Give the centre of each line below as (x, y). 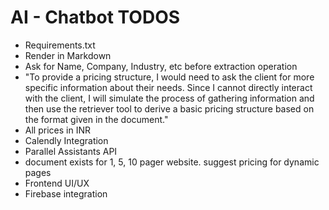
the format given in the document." (96, 119)
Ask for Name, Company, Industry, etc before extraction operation (161, 66)
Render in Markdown (68, 55)
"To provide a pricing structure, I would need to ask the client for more (169, 77)
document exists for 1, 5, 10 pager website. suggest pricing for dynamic (172, 162)
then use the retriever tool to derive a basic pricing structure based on (169, 108)
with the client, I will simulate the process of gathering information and (169, 98)
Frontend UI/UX (57, 183)
